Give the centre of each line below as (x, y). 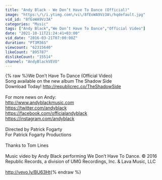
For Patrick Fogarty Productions (38, 135)
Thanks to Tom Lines (27, 145)
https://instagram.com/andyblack (40, 118)
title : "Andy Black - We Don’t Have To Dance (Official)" (67, 10)
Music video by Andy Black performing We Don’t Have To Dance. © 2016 (81, 156)
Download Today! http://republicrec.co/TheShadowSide (63, 87)
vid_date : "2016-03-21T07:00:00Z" (42, 38)
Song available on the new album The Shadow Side (59, 81)
